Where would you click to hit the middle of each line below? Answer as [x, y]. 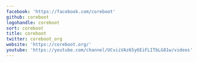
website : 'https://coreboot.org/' [49, 45]
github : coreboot [28, 17]
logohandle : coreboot [33, 22]
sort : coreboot [25, 28]
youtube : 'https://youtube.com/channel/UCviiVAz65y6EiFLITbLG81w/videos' [100, 50]
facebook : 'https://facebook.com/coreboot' [61, 12]
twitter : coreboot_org [34, 39]
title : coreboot [26, 34]
